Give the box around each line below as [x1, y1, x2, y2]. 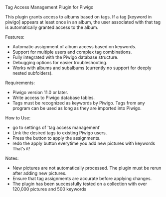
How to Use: [5, 115, 31, 121]
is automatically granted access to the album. [5, 24, 99, 30]
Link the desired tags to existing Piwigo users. [12, 130, 107, 136]
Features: [5, 34, 25, 40]
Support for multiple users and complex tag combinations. [12, 49, 132, 55]
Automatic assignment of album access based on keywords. [12, 44, 137, 49]
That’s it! [12, 146, 30, 151]
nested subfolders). [12, 70, 53, 76]
